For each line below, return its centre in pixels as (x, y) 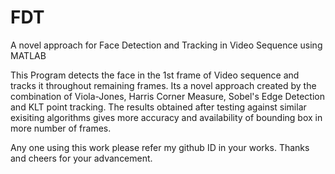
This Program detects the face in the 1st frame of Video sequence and (155, 75)
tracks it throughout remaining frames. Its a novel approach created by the (163, 85)
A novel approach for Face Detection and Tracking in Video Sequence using (166, 45)
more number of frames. (61, 128)
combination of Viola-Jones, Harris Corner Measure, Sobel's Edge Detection (168, 96)
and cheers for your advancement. (81, 158)
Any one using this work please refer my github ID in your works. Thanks (160, 147)
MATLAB (28, 55)
